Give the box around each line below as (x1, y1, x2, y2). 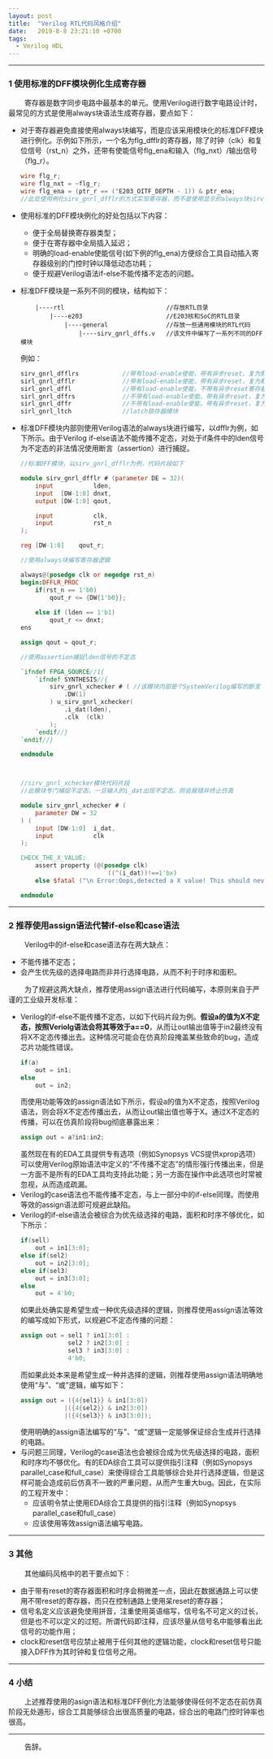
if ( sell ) (19, 1236, 50, 1244)
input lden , (35, 481, 112, 490)
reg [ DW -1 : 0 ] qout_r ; (19, 541, 105, 549)
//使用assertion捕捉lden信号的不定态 (19, 653, 136, 661)
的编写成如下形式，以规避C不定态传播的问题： (19, 1315, 176, 1325)
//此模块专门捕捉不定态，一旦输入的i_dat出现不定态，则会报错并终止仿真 (19, 787, 234, 795)
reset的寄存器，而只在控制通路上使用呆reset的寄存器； (41, 1596, 226, 1605)
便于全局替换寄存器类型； (32, 228, 119, 237)
